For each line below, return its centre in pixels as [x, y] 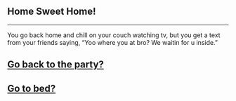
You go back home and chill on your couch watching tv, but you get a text [114, 35]
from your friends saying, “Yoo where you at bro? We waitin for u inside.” [113, 42]
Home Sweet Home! [52, 12]
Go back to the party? [55, 65]
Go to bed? [32, 88]
